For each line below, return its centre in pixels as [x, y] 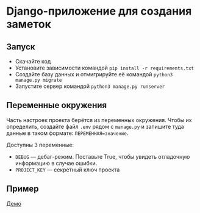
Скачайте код [33, 61]
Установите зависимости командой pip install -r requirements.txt [104, 68]
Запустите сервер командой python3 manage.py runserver [90, 86]
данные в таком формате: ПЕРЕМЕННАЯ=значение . [67, 133]
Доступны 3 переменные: [40, 145]
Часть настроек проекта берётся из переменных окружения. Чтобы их [99, 120]
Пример [23, 189]
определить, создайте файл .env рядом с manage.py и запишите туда [95, 126]
